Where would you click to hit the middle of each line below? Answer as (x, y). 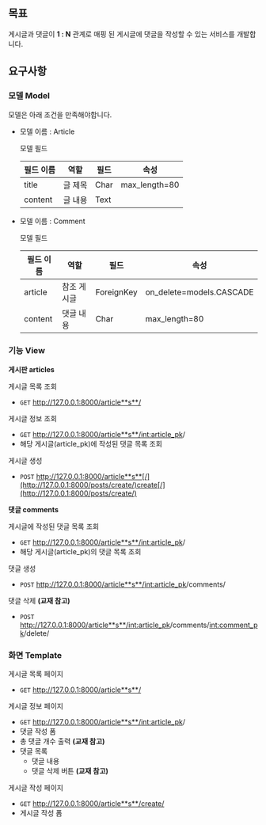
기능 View (27, 351)
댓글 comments (34, 509)
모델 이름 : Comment (52, 221)
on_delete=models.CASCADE (199, 292)
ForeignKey (116, 292)
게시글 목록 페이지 (36, 674)
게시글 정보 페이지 (36, 706)
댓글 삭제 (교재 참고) (39, 600)
